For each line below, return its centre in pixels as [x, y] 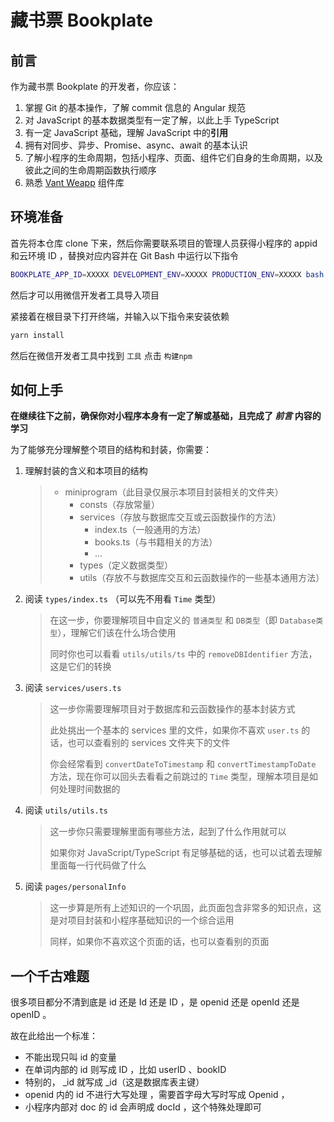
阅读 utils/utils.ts [66, 810]
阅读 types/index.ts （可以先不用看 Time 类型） [123, 599]
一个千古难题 [50, 976]
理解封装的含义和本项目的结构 [86, 471]
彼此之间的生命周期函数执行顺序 [90, 170]
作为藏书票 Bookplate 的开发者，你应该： [95, 86]
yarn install [37, 335]
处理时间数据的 [89, 789]
